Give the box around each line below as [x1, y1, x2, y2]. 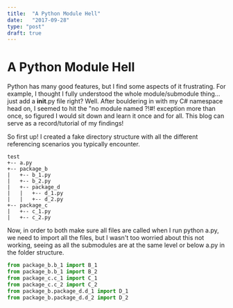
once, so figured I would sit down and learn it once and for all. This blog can [7, 112, 225, 120]
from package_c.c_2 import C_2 [7, 281, 98, 288]
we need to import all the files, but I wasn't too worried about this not [7, 234, 205, 242]
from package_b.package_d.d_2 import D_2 [7, 294, 129, 301]
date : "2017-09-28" [7, 17, 70, 24]
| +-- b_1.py [7, 171, 51, 179]
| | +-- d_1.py [7, 190, 64, 197]
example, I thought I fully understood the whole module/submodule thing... [7, 89, 221, 98]
